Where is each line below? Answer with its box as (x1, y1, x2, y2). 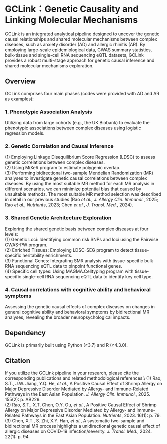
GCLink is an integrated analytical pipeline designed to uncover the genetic (5, 31, 160, 37)
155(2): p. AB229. (5, 396, 41, 402)
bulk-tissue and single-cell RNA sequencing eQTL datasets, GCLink (5, 52, 144, 58)
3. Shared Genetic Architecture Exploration (5, 214, 112, 221)
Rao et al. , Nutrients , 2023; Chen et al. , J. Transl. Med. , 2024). (5, 202, 133, 208)
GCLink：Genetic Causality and (5, 3, 139, 15)
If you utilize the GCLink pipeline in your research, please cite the (5, 370, 139, 376)
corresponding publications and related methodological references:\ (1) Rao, (5, 375, 162, 381)
